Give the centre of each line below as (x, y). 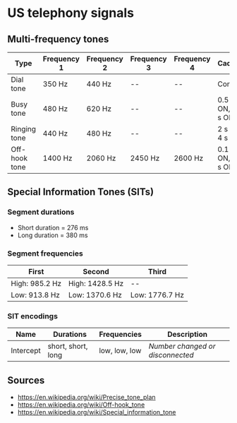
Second (96, 271)
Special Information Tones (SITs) (80, 192)
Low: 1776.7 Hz (157, 294)
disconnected (171, 355)
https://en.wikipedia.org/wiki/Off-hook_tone (81, 405)
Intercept (26, 351)
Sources (26, 380)
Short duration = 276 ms (53, 227)
